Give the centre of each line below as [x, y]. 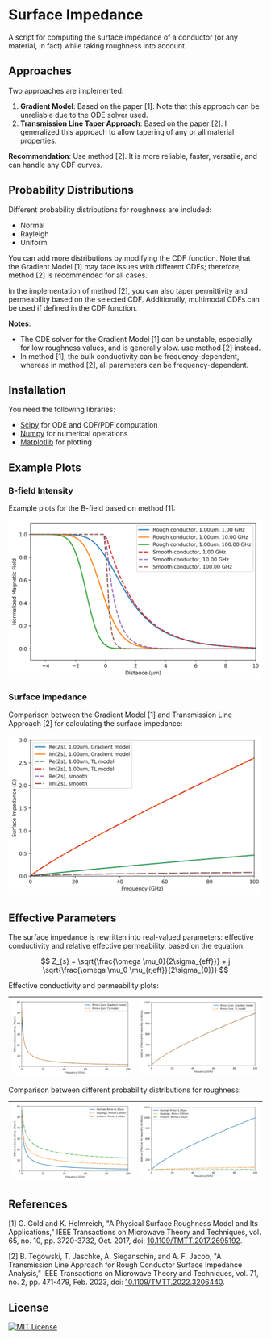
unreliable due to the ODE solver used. [84, 115]
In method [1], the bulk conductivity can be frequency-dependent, [129, 356]
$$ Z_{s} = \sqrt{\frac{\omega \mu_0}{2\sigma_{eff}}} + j [135, 961]
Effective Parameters [63, 918]
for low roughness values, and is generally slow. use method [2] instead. [140, 348]
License [29, 1307]
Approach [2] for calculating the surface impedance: [96, 723]
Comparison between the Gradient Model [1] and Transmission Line [120, 715]
